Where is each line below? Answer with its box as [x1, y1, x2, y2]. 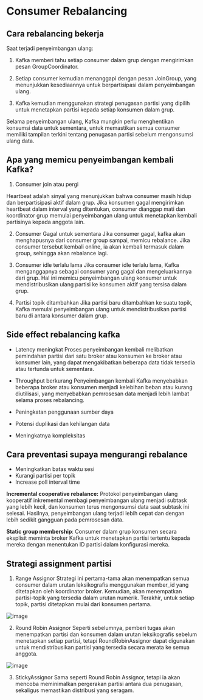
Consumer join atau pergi [15, 180, 79, 188]
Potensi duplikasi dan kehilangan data [15, 420, 111, 427]
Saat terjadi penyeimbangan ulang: [6, 44, 94, 52]
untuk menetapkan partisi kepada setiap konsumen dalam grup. [15, 106, 175, 113]
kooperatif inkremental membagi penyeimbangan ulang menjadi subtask [6, 497, 187, 504]
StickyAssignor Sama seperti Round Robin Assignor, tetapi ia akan [15, 674, 181, 681]
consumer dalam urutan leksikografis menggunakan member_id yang [15, 581, 189, 589]
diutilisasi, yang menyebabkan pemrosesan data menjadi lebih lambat [15, 390, 190, 397]
